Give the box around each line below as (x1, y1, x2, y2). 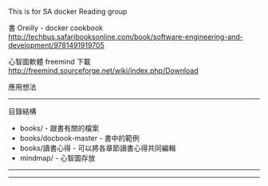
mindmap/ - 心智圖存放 (19, 153, 96, 162)
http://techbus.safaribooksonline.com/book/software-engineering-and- (8, 32, 243, 41)
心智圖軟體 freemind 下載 (8, 57, 91, 66)
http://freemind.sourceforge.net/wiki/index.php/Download (8, 66, 199, 75)
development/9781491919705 (8, 41, 105, 50)
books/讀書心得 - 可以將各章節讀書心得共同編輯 (19, 143, 176, 153)
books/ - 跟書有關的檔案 (19, 123, 100, 133)
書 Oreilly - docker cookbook (8, 23, 104, 33)
